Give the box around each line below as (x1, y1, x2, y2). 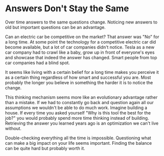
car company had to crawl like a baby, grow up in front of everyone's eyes (5, 49, 155, 55)
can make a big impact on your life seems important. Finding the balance (5, 140, 152, 146)
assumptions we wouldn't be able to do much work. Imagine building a (5, 105, 148, 111)
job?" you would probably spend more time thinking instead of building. (5, 115, 149, 121)
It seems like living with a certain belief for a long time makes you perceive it (5, 69, 159, 75)
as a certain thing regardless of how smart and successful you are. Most (5, 74, 151, 80)
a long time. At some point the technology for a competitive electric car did (5, 39, 156, 45)
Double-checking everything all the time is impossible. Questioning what (5, 135, 151, 141)
